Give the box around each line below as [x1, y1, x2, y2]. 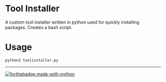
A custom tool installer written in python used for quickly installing [5, 19, 140, 25]
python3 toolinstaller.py [5, 57, 58, 63]
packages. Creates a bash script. [5, 24, 73, 30]
